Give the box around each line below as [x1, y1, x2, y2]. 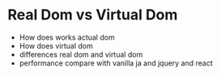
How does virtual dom [19, 40, 94, 50]
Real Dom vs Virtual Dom [7, 6, 178, 24]
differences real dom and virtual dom [19, 49, 143, 59]
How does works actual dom [19, 32, 115, 42]
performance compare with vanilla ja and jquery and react [19, 58, 214, 68]
